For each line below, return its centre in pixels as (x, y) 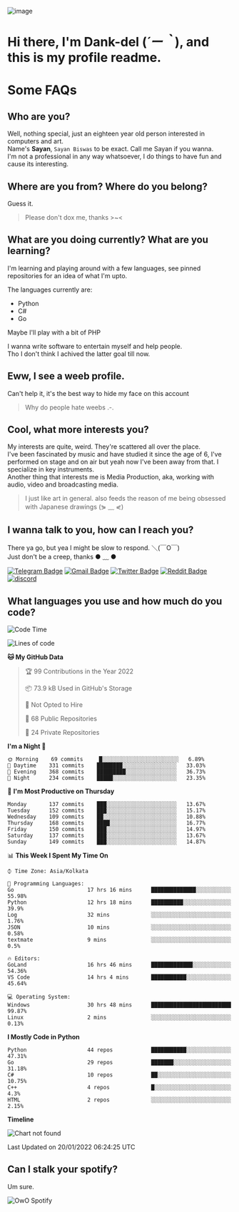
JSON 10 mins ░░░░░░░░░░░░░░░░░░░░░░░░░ (119, 927)
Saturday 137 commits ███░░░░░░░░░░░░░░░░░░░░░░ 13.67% (106, 836)
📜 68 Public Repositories (61, 719)
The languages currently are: (50, 290)
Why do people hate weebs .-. (69, 407)
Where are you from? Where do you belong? (108, 187)
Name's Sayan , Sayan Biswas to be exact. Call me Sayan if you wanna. (111, 149)
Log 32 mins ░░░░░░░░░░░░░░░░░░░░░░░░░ (119, 915)
